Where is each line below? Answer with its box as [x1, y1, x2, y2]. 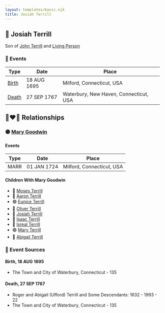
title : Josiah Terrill [5, 12, 52, 17]
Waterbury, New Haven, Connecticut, [62, 91, 149, 97]
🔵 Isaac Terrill [12, 216, 40, 222]
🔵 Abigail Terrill [12, 234, 43, 240]
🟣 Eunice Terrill [12, 199, 45, 205]
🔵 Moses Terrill [12, 188, 43, 194]
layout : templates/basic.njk [5, 7, 65, 12]
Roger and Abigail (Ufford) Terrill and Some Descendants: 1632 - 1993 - [12, 291, 157, 298]
